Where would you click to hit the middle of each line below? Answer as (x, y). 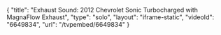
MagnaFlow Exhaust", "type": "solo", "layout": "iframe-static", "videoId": (110, 17)
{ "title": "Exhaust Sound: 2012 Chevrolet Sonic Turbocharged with (102, 10)
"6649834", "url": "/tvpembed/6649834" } (68, 24)
